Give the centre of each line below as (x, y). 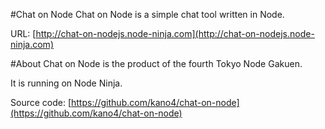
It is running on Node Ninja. (66, 83)
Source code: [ (41, 102)
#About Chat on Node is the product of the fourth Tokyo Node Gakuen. (156, 63)
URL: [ (23, 33)
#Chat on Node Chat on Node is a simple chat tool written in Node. (147, 14)
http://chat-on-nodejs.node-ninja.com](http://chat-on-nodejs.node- (175, 33)
